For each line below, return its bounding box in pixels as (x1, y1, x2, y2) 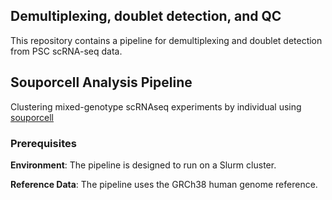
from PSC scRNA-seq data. (10, 45, 123, 57)
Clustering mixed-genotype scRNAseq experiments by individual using (10, 100, 302, 113)
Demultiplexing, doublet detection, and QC (10, 8, 282, 25)
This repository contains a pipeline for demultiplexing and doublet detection (10, 34, 323, 46)
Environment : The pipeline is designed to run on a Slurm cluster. (10, 159, 277, 171)
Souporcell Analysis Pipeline (10, 74, 193, 91)
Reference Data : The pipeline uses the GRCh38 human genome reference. (10, 178, 318, 190)
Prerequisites (10, 136, 77, 150)
